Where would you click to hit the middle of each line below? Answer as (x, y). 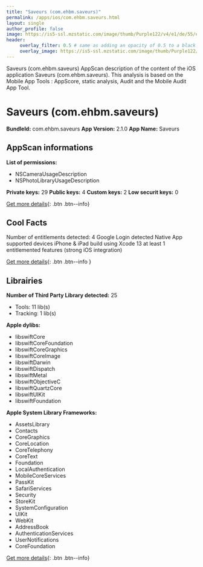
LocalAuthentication (40, 469)
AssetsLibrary (32, 424)
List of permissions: (32, 162)
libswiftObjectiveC (38, 382)
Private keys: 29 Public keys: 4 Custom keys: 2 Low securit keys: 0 (92, 192)
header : (16, 40)
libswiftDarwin (33, 362)
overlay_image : (39, 51)
